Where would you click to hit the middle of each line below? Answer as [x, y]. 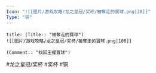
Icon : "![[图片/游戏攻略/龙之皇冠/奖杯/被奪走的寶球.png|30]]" [78, 12]
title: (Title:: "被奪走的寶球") [45, 34]
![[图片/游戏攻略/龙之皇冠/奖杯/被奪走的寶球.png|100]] [69, 41]
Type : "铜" [19, 17]
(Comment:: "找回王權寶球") [38, 52]
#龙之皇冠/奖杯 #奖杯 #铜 [37, 64]
